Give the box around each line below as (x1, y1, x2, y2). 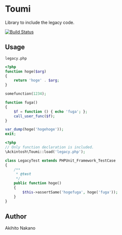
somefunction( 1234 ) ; (5, 91, 47, 96)
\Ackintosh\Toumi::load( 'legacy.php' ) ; (5, 149, 86, 154)
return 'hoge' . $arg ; (14, 78, 60, 83)
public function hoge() (14, 181, 62, 186)
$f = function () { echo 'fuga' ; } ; (14, 109, 88, 114)
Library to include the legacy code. (5, 19, 75, 25)
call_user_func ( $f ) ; (14, 113, 55, 119)
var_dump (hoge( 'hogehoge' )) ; (5, 127, 64, 132)
